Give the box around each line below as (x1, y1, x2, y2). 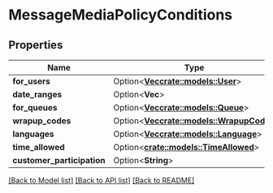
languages (12, 128, 54, 139)
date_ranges (12, 89, 63, 100)
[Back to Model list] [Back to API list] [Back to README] (8, 176, 195, 185)
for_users (12, 75, 50, 87)
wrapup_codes (12, 115, 71, 127)
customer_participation (12, 155, 106, 165)
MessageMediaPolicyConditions (8, 6, 233, 24)
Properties (8, 38, 63, 52)
